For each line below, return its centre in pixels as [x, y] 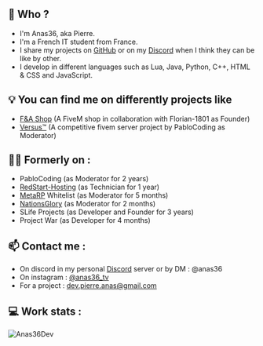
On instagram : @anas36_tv [64, 277]
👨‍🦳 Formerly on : [49, 160]
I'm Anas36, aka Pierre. [57, 33]
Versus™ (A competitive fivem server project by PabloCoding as [122, 127]
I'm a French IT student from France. [79, 42]
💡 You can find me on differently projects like [120, 100]
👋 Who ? [29, 15]
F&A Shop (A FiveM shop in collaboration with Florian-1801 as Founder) [135, 118]
